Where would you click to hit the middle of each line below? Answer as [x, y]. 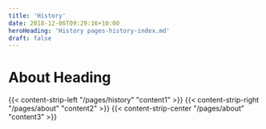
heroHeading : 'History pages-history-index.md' [89, 30]
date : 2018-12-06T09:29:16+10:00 [64, 23]
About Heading [60, 78]
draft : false [30, 38]
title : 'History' [37, 16]
